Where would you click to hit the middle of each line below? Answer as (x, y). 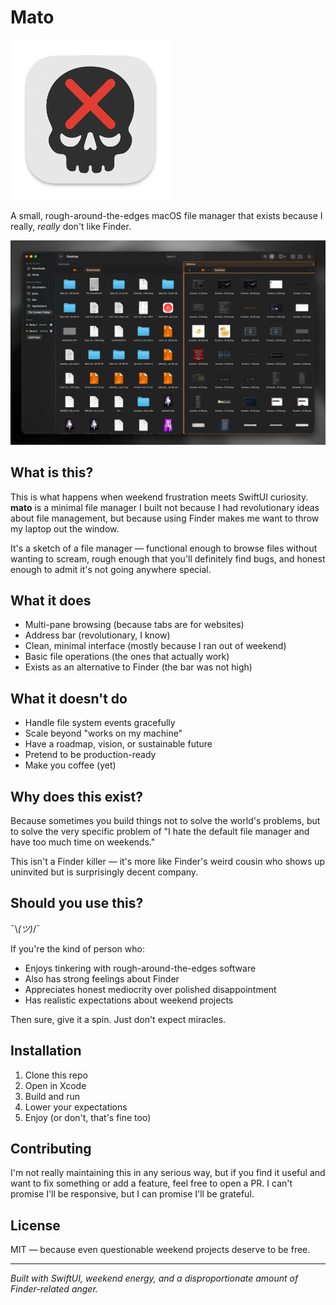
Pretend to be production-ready (90, 755)
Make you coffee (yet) (70, 765)
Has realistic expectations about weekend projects (129, 1000)
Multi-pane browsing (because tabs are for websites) (134, 625)
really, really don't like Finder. (71, 226)
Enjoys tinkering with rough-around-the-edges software (140, 968)
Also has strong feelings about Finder (102, 978)
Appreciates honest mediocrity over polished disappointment (150, 989)
